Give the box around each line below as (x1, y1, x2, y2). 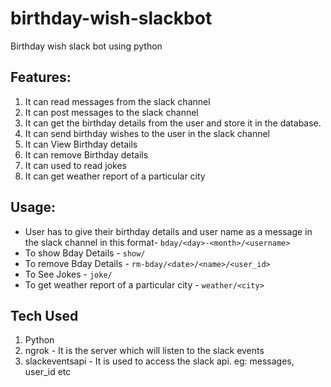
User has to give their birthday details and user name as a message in (24, 225, 313, 237)
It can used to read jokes (24, 159, 128, 171)
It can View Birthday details (24, 138, 138, 150)
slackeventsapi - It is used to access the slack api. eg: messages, (24, 355, 295, 367)
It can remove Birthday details (24, 148, 149, 161)
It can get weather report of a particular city (24, 170, 206, 182)
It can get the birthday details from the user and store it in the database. (24, 117, 322, 129)
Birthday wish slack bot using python (10, 40, 163, 52)
